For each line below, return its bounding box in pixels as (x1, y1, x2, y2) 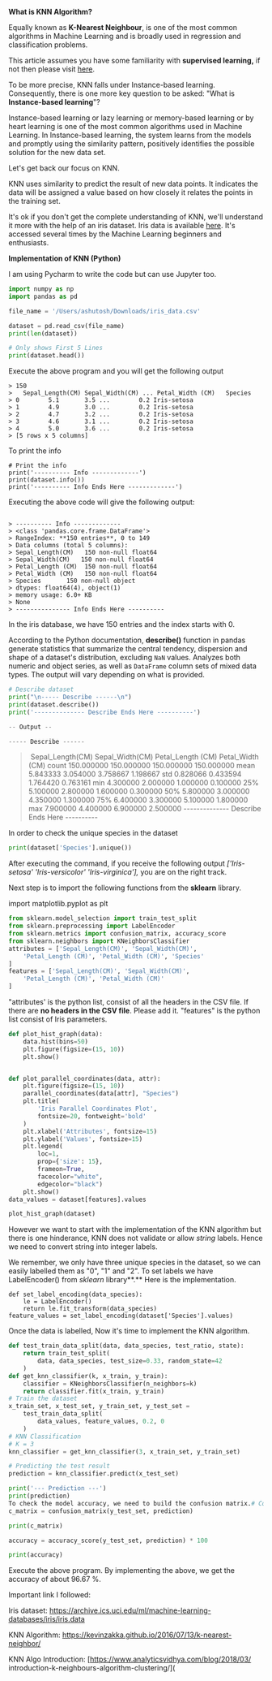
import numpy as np (8, 285, 74, 293)
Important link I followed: (8, 1590, 91, 1600)
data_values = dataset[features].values (8, 1195, 147, 1203)
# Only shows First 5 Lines (8, 344, 104, 352)
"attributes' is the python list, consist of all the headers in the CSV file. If (8, 997, 249, 1006)
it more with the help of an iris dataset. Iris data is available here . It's (8, 221, 236, 230)
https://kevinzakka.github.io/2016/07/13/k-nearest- (62, 1630, 232, 1640)
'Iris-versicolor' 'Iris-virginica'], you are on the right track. (35, 867, 227, 877)
